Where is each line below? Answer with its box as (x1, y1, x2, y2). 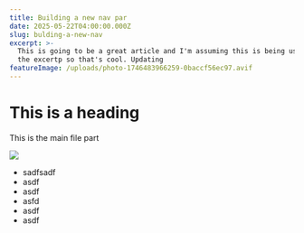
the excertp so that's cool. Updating (17, 55, 165, 64)
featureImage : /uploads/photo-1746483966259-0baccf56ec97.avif (9, 64, 253, 73)
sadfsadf (22, 166, 56, 177)
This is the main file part (9, 132, 100, 143)
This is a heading (9, 103, 140, 123)
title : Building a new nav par (9, 13, 128, 23)
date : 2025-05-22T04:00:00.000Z (9, 22, 131, 31)
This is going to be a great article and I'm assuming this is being (17, 47, 285, 56)
